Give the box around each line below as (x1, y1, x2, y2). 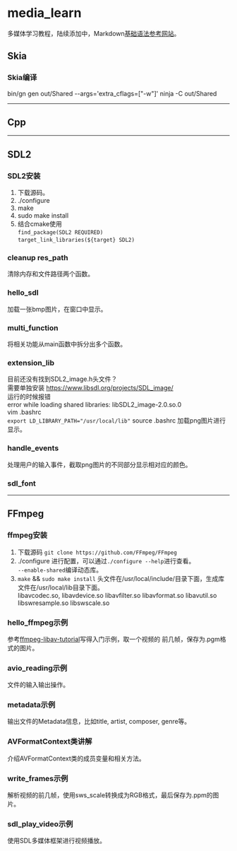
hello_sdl (7, 288, 39, 298)
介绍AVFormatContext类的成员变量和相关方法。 (7, 754, 146, 763)
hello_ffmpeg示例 (7, 617, 68, 627)
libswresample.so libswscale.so (17, 599, 110, 607)
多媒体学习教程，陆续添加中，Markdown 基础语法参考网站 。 (7, 29, 181, 37)
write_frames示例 (7, 773, 68, 783)
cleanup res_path (7, 253, 68, 263)
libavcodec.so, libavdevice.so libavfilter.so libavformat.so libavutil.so (17, 591, 217, 599)
